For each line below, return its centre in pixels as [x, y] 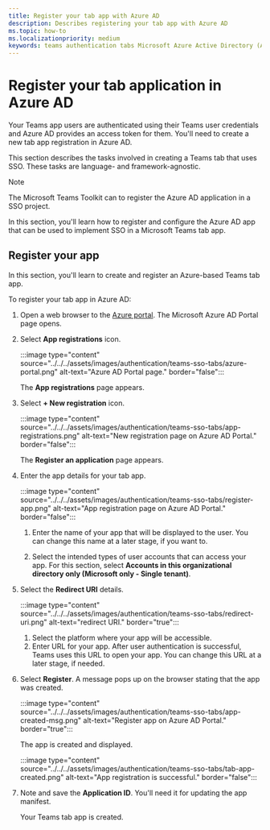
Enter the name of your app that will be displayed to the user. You [140, 532]
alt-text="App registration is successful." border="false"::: [161, 777]
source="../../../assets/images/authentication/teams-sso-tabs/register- [137, 500]
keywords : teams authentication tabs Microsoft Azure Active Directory [131, 46]
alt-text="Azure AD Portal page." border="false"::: [142, 371]
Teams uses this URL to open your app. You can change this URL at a [147, 654]
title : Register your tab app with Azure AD [84, 16]
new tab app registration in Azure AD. [70, 143]
